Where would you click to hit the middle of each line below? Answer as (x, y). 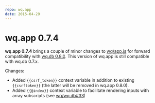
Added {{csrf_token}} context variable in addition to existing (73, 80)
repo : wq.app (18, 9)
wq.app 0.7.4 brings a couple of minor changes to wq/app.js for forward (77, 51)
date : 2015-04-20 (23, 14)
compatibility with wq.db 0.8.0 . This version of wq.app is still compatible (77, 57)
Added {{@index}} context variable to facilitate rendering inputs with (80, 90)
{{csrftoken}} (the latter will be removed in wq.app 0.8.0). (70, 86)
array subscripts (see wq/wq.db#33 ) (49, 96)
